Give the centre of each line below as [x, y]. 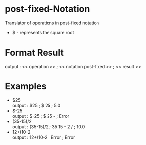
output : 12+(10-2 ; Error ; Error [44, 137]
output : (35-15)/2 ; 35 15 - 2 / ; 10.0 [49, 126]
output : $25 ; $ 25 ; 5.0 [36, 105]
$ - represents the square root [43, 32]
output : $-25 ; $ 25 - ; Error [41, 116]
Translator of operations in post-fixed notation [52, 23]
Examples [26, 87]
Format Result [35, 53]
